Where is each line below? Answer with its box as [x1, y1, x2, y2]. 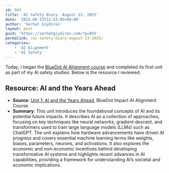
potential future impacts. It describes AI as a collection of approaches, [12, 114, 160, 120]
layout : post [5, 26, 33, 31]
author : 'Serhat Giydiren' [5, 21, 62, 27]
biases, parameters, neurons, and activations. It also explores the [12, 141, 149, 147]
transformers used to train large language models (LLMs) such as [12, 124, 150, 130]
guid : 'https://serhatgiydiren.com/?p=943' [5, 31, 99, 36]
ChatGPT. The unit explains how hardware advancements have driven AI [12, 130, 164, 136]
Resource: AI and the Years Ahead [5, 84, 116, 92]
